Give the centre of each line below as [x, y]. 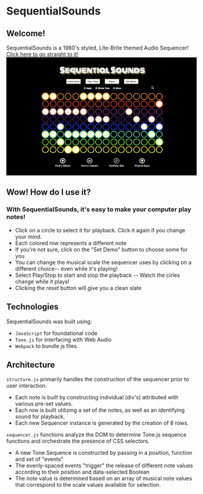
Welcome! [26, 33]
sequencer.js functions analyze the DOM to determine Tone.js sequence [96, 435]
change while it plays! [42, 281]
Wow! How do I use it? [49, 192]
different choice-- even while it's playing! [66, 268]
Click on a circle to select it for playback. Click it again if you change [100, 230]
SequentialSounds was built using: [49, 321]
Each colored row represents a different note [71, 243]
